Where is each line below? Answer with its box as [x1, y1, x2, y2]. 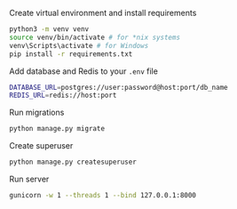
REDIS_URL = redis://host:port [9, 91, 117, 100]
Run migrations [9, 107, 65, 118]
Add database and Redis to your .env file [9, 66, 158, 76]
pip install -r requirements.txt [9, 49, 133, 59]
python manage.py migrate [9, 125, 105, 133]
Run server [9, 173, 50, 184]
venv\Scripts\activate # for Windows [9, 41, 149, 50]
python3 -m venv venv [9, 25, 90, 34]
